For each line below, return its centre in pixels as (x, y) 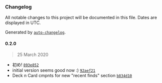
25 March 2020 (33, 55)
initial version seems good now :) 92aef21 (54, 70)
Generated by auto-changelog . (35, 32)
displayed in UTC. (23, 23)
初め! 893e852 (25, 64)
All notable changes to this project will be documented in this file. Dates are (81, 18)
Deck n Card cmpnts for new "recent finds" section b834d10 (72, 75)
